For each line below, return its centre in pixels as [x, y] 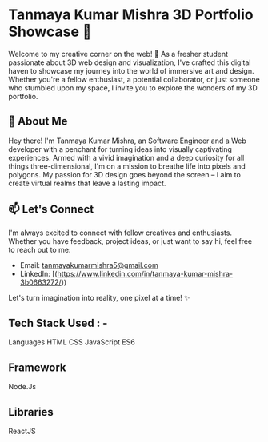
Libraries [31, 412]
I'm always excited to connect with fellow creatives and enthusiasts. [120, 233]
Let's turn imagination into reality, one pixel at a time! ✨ [99, 297]
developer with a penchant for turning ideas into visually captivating [120, 149]
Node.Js [22, 387]
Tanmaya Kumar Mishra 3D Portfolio [131, 15]
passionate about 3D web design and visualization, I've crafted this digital [130, 62]
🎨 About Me [38, 121]
